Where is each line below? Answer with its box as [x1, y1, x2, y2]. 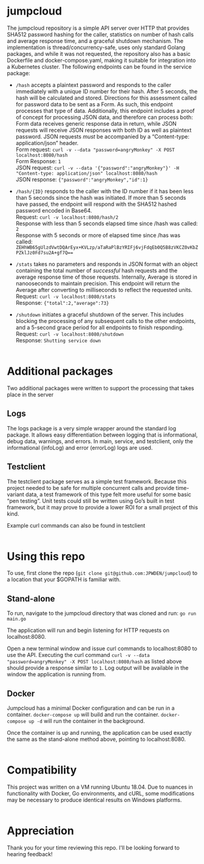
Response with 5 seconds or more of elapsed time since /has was [15, 231, 181, 239]
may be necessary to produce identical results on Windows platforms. [7, 797, 182, 803]
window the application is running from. [7, 671, 106, 678]
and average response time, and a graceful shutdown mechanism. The [7, 37, 184, 44]
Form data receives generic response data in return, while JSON [15, 120, 177, 127]
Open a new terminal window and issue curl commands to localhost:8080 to [7, 645, 198, 652]
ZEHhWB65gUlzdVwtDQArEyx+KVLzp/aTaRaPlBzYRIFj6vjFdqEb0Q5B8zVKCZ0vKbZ [15, 244, 199, 250]
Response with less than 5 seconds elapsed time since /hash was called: [15, 220, 198, 227]
